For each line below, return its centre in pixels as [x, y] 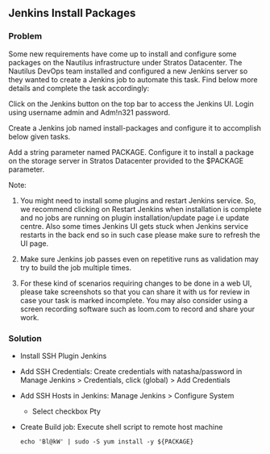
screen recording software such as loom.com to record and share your [137, 309]
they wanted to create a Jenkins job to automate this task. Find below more [133, 79]
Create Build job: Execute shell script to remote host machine [121, 427]
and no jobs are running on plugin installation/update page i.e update [135, 218]
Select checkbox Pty [66, 411]
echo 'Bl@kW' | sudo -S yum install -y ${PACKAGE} [107, 442]
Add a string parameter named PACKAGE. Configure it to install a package [131, 152]
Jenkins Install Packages [72, 13]
